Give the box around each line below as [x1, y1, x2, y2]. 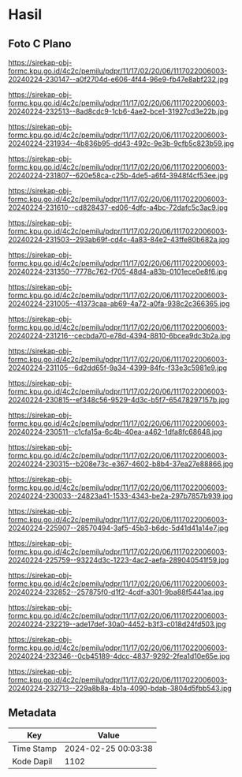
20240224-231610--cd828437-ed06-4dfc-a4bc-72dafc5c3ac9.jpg [8, 203, 229, 212]
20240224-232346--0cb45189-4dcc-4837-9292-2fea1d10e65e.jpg [8, 652, 230, 660]
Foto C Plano [8, 37, 72, 50]
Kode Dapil [12, 756, 53, 767]
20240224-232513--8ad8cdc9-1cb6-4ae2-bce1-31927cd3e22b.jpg [8, 106, 229, 116]
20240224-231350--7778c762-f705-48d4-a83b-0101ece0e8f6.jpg [8, 267, 228, 276]
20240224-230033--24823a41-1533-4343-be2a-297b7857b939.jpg [8, 491, 233, 500]
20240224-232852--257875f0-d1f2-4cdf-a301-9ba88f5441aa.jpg [8, 588, 225, 596]
